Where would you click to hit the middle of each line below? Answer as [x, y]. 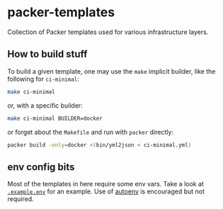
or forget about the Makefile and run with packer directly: [90, 132]
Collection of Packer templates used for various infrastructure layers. [108, 32]
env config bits [41, 167]
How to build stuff [47, 54]
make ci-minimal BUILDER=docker [55, 118]
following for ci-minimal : [43, 79]
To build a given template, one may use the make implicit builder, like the [111, 71]
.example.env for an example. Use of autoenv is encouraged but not [106, 191]
